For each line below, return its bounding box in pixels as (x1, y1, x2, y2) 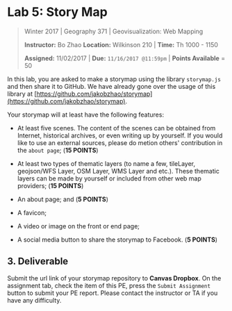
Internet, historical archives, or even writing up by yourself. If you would (17, 131, 223, 140)
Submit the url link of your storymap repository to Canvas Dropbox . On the (7, 274, 222, 282)
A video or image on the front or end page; (17, 221, 140, 230)
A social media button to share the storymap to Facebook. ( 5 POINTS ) (17, 235, 217, 244)
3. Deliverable (7, 255, 69, 267)
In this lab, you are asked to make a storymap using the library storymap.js (7, 74, 221, 83)
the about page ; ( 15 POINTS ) (17, 146, 99, 154)
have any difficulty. (7, 296, 62, 304)
